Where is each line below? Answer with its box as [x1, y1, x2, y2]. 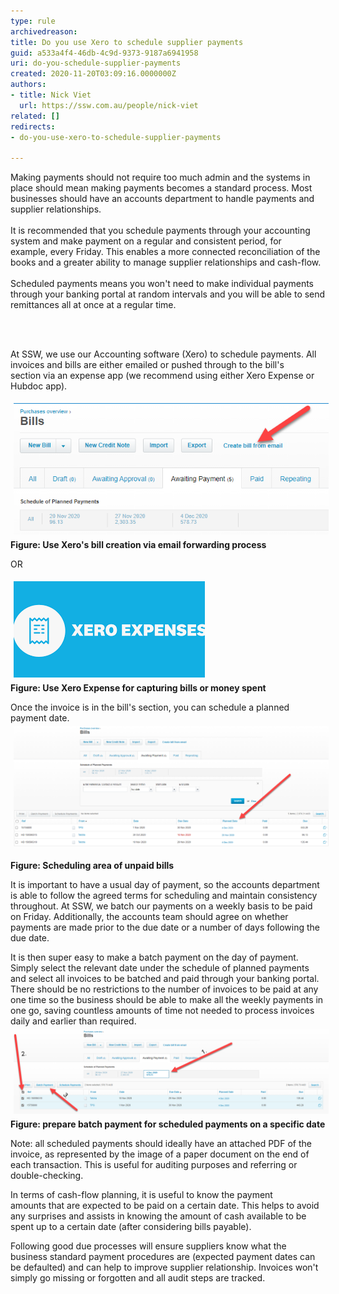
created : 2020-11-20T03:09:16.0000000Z [10, 69, 177, 79]
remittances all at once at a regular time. [10, 299, 177, 311]
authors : [10, 80, 47, 90]
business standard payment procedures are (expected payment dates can [10, 1250, 316, 1262]
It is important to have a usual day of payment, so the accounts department [10, 878, 320, 890]
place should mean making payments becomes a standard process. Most [10, 182, 313, 194]
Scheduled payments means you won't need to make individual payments [10, 278, 315, 290]
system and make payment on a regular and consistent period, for [10, 235, 282, 247]
